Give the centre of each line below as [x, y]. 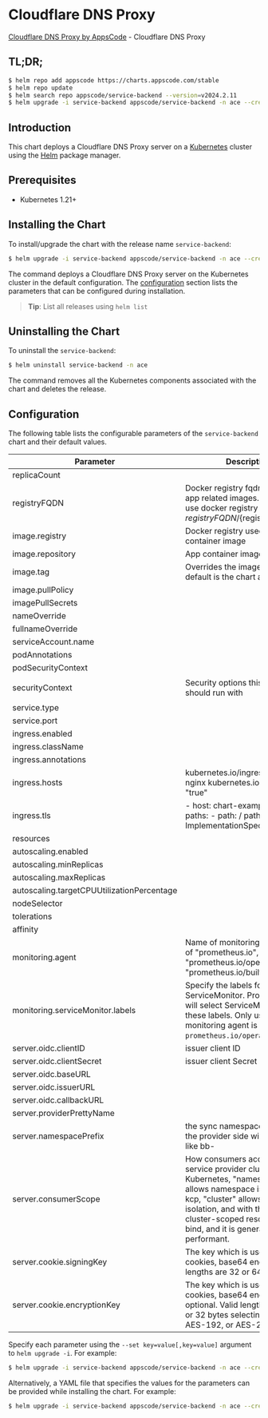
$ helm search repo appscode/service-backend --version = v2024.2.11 [123, 95]
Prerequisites [42, 180]
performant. [207, 1239]
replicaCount [37, 475]
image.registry [39, 536]
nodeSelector [37, 904]
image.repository [44, 554]
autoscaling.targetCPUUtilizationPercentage [95, 891]
